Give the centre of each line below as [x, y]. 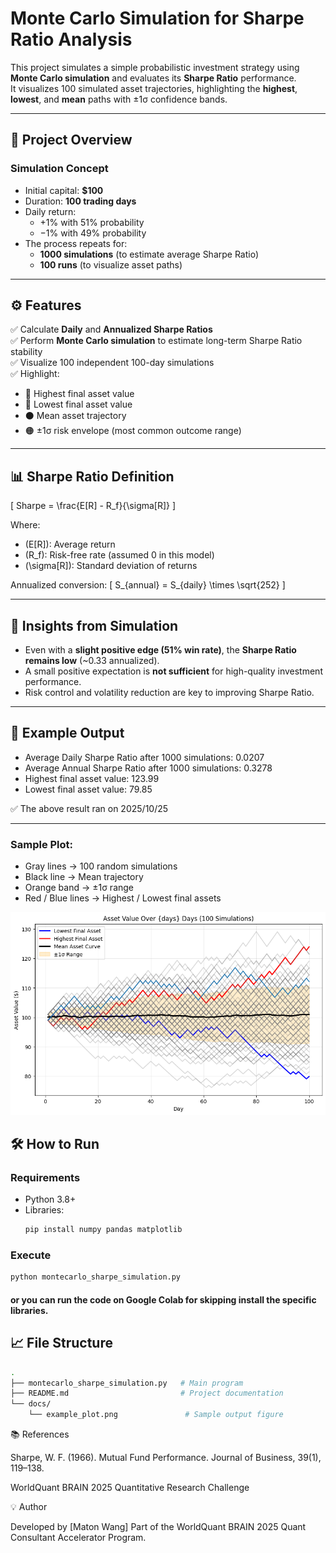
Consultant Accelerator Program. [78, 1538]
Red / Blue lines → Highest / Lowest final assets [123, 898]
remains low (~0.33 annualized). [92, 661]
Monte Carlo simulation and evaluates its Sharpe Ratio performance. [153, 78]
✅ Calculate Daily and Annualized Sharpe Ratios [111, 329]
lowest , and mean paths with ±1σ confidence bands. [119, 99]
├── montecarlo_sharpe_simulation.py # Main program [127, 1383]
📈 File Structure [61, 1343]
